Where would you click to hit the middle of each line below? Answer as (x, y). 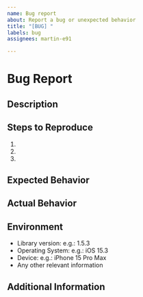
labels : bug (24, 33)
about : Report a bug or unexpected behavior (71, 20)
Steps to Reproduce (50, 128)
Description (32, 104)
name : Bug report (32, 13)
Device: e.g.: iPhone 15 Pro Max (62, 258)
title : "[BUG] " (30, 26)
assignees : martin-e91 (39, 39)
